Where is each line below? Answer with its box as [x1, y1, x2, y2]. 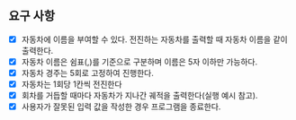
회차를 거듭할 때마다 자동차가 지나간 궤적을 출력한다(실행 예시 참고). [21, 90, 258, 101]
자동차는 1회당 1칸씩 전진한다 [21, 79, 122, 90]
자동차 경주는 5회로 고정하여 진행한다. [21, 67, 154, 78]
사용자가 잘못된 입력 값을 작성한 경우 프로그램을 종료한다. [21, 101, 221, 112]
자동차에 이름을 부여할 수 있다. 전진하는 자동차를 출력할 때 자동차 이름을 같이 [21, 34, 289, 45]
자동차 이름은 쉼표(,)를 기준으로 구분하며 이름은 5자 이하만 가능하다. [21, 56, 258, 67]
